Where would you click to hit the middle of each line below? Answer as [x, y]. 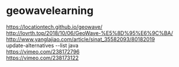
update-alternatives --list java [42, 45]
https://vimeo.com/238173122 [42, 58]
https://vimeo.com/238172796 [43, 51]
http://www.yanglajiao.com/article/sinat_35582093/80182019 [81, 39]
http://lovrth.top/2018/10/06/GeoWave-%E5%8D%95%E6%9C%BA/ [89, 33]
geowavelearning [50, 11]
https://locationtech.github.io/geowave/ [54, 27]
